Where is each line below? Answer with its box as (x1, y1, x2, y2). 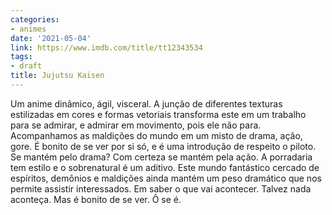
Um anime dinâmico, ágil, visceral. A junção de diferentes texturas (10, 97, 283, 110)
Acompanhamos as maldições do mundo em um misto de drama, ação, (10, 129, 303, 141)
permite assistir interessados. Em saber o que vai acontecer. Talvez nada (10, 182, 312, 195)
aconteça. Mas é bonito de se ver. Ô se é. (10, 193, 182, 205)
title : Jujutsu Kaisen (10, 71, 105, 81)
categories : (10, 14, 60, 25)
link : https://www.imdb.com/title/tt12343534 (10, 42, 203, 53)
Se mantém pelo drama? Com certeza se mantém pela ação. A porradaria (10, 151, 313, 163)
